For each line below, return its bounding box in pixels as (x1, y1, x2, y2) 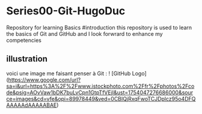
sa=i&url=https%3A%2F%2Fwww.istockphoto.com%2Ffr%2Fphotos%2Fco (6, 82, 195, 90)
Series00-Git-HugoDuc (6, 4, 126, 18)
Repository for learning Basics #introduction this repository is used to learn (6, 24, 192, 31)
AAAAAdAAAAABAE (6, 101, 57, 109)
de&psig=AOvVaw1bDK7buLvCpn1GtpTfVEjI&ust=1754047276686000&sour (6, 88, 194, 96)
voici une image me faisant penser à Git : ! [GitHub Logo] (6, 70, 147, 77)
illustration (6, 54, 48, 64)
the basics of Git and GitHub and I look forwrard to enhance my (6, 30, 164, 37)
